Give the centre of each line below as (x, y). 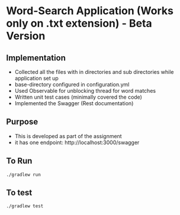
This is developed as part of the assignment (68, 136)
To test (19, 193)
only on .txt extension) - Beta (79, 23)
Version (26, 36)
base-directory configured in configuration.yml (72, 84)
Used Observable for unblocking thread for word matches (85, 91)
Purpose (22, 122)
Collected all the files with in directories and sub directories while (94, 72)
